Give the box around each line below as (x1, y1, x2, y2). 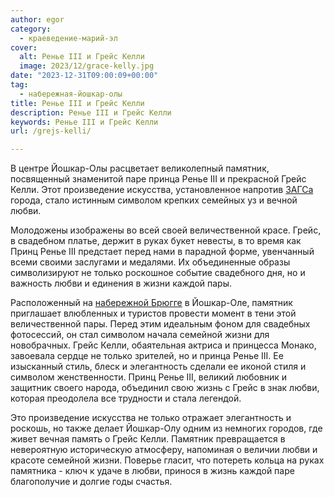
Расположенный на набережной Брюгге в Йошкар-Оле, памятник (10, 297, 293, 309)
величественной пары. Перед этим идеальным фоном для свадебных (10, 318, 311, 330)
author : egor (10, 14, 65, 25)
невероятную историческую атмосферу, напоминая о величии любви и (10, 444, 318, 456)
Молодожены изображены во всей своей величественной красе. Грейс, (10, 224, 322, 236)
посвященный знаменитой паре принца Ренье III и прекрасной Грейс (10, 173, 307, 185)
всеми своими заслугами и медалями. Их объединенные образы (10, 256, 291, 268)
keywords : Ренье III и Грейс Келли (10, 117, 159, 127)
